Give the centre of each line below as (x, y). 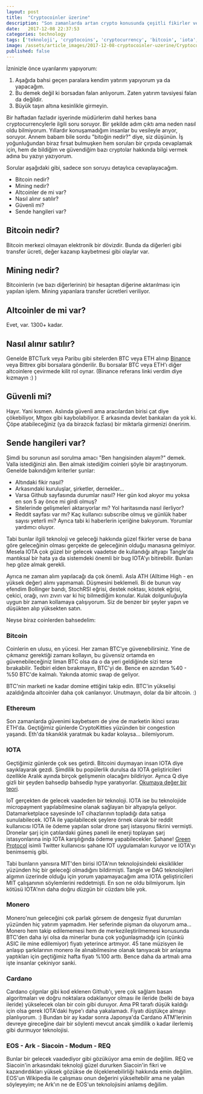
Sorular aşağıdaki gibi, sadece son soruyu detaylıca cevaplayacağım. (92, 167)
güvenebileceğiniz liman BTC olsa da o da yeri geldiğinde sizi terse (89, 661)
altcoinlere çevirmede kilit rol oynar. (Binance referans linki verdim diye (94, 371)
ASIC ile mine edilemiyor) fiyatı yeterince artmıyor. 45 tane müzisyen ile (95, 944)
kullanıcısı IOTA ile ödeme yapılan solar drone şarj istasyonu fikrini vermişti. (100, 826)
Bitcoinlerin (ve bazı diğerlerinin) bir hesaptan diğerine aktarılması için (93, 285)
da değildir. (29, 99)
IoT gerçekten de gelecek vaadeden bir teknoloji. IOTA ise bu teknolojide (96, 800)
